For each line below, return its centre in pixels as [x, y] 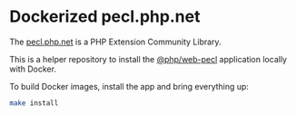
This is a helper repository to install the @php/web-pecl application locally [148, 59]
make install [34, 103]
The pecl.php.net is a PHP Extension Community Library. [115, 42]
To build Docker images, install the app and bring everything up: [129, 86]
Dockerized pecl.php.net [105, 17]
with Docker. [33, 69]
